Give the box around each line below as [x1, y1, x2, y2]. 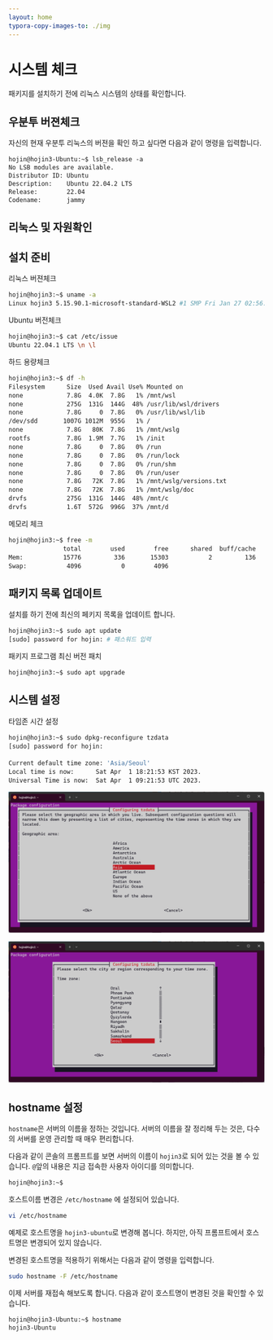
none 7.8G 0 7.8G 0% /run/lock [8, 451, 180, 459]
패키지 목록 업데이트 [8, 587, 102, 600]
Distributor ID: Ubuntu [8, 172, 89, 180]
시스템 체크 [8, 60, 78, 79]
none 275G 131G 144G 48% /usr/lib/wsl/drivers [8, 400, 220, 408]
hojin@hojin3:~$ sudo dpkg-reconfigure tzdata [8, 733, 169, 741]
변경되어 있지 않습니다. [29, 1237, 102, 1247]
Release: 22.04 [8, 188, 85, 196]
